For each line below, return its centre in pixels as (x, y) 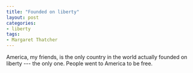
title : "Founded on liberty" (43, 12)
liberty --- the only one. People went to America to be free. (79, 63)
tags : (13, 34)
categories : (21, 23)
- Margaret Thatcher (32, 40)
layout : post (23, 17)
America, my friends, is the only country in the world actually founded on (97, 57)
